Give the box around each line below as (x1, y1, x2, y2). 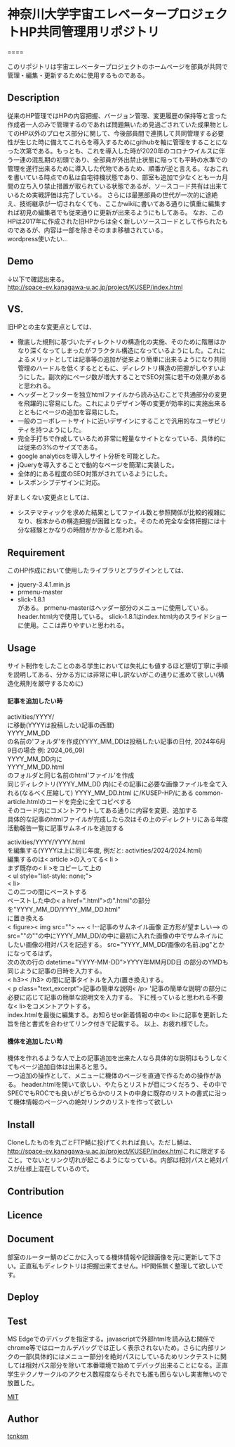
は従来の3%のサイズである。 (17, 443, 102, 452)
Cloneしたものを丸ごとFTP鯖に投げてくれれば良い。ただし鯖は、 (7, 1138, 196, 1147)
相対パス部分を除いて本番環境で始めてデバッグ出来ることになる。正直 (25, 1361, 228, 1370)
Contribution (7, 1185, 65, 1197)
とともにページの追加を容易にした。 (17, 408, 123, 416)
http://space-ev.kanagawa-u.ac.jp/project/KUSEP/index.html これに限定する (7, 1147, 226, 1156)
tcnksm (7, 1432, 29, 1440)
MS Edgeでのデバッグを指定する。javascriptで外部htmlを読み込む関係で (7, 1334, 215, 1344)
